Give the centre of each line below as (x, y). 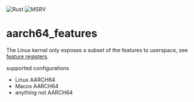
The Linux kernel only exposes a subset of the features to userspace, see (97, 50)
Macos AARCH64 (37, 86)
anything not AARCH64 (44, 92)
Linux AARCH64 (35, 79)
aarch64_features (52, 34)
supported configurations (38, 68)
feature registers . (28, 56)
